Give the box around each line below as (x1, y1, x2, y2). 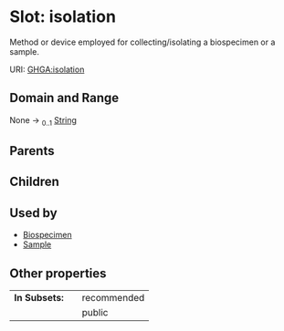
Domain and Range (9, 90, 120, 106)
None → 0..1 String (9, 114, 78, 128)
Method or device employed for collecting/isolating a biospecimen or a (9, 36, 276, 47)
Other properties (9, 265, 107, 281)
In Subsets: (14, 291, 64, 304)
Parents (9, 143, 55, 159)
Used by (9, 205, 58, 221)
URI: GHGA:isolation (9, 64, 85, 75)
